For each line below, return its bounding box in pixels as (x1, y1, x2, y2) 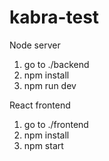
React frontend (9, 99, 71, 111)
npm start (23, 139, 64, 151)
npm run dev (23, 79, 77, 91)
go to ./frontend (23, 118, 89, 130)
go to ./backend (23, 58, 90, 70)
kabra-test (9, 6, 100, 29)
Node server (9, 39, 61, 51)
